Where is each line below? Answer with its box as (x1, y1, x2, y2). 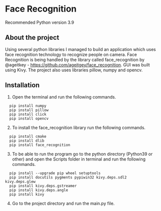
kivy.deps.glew (5, 179, 36, 184)
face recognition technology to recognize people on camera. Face (5, 51, 137, 57)
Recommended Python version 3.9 (5, 19, 74, 25)
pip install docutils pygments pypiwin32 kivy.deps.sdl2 (9, 175, 127, 180)
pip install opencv (9, 116, 49, 121)
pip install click (9, 112, 47, 117)
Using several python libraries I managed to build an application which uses (5, 46, 156, 52)
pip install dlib (9, 138, 45, 143)
